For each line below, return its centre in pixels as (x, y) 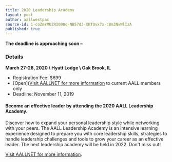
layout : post (19, 15)
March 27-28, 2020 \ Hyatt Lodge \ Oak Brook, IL (58, 68)
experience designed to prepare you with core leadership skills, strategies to (86, 133)
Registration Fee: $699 (37, 78)
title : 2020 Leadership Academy (40, 10)
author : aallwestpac (27, 19)
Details (14, 57)
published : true (23, 29)
